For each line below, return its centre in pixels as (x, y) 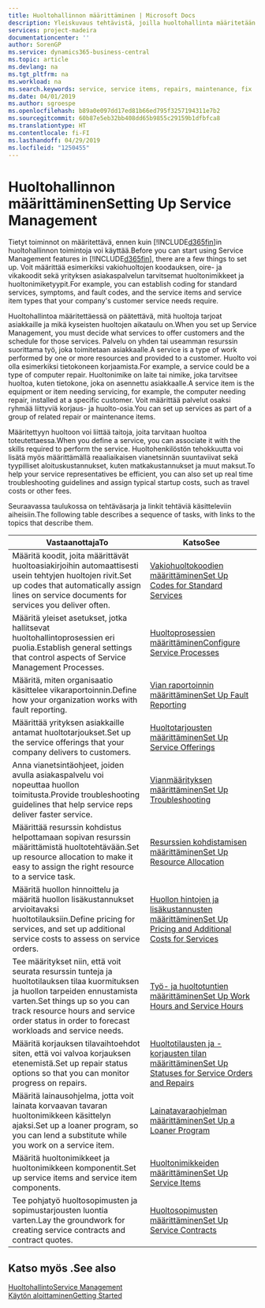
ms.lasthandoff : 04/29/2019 (54, 140)
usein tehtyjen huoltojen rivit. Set (72, 576)
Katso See (202, 543)
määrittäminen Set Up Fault (199, 695)
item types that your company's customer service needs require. (114, 301)
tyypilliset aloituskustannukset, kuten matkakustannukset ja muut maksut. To (132, 466)
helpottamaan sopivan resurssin (71, 837)
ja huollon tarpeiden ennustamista (75, 991)
